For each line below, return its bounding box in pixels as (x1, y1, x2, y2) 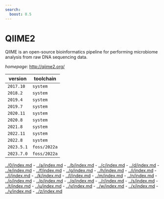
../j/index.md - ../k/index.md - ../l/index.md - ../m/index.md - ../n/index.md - (5, 173, 158, 179)
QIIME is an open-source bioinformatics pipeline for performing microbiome (5, 49, 158, 55)
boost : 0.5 (9, 12, 32, 17)
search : (5, 7, 21, 12)
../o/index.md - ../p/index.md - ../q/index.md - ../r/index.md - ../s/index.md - (5, 178, 158, 184)
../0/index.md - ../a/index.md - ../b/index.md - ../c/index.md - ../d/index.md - (5, 162, 160, 168)
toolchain (34, 75, 56, 82)
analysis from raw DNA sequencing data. (5, 54, 88, 60)
